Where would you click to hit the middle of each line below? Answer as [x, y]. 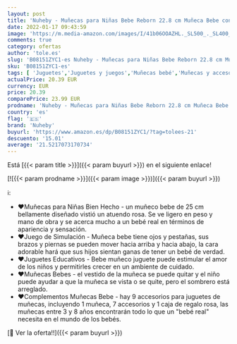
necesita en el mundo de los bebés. [69, 319]
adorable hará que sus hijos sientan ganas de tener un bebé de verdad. [121, 252]
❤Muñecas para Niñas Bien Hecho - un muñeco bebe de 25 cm [111, 207]
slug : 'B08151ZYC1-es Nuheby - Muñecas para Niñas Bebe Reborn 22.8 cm [115, 60]
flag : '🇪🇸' [25, 118]
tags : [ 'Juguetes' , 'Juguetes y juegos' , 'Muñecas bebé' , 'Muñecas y [109, 73]
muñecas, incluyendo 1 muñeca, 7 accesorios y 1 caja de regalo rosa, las [123, 305]
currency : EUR [28, 86]
